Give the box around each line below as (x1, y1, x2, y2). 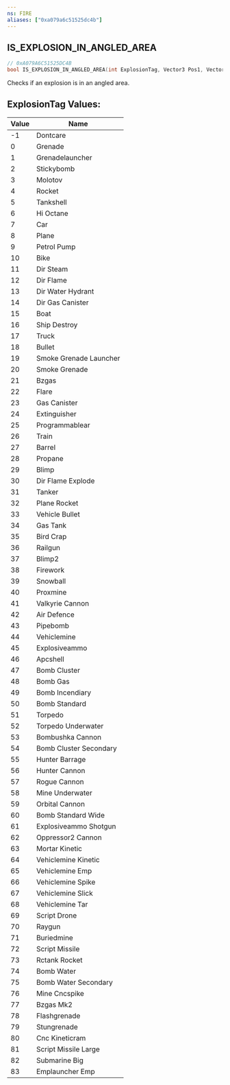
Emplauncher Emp (36, 1066, 96, 1076)
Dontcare (36, 130, 66, 140)
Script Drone (36, 910, 77, 920)
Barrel (36, 442, 56, 452)
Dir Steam (36, 264, 68, 274)
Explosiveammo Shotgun (36, 821, 116, 831)
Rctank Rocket (36, 955, 83, 964)
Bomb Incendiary (36, 687, 91, 697)
